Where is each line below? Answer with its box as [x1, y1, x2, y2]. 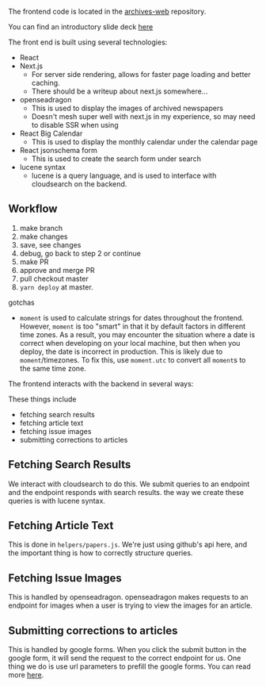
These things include [8, 394, 77, 404]
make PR [19, 257, 49, 267]
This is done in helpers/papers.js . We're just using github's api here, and [8, 539, 248, 550]
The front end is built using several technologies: [8, 37, 168, 47]
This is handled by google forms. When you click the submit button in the [8, 645, 247, 654]
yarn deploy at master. [19, 282, 93, 292]
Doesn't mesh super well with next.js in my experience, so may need [31, 112, 256, 121]
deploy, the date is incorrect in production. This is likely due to [19, 347, 223, 356]
